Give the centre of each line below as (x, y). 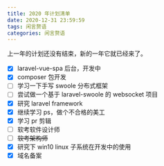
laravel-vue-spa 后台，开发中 (59, 68)
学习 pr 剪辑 (34, 121)
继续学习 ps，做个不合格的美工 (61, 112)
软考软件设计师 (38, 129)
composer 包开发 (42, 77)
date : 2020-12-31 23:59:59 (46, 20)
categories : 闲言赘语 (36, 33)
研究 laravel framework (50, 103)
